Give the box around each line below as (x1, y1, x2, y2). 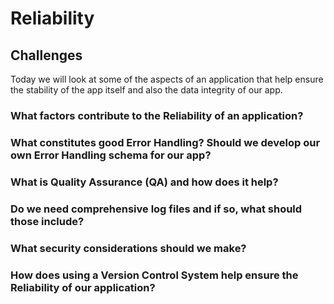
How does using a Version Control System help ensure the (10, 268, 299, 282)
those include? (10, 214, 85, 228)
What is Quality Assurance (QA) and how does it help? (10, 175, 279, 189)
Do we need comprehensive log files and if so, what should (10, 202, 303, 216)
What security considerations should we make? (10, 241, 247, 255)
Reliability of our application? (10, 280, 156, 294)
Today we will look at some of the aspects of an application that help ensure (10, 73, 324, 85)
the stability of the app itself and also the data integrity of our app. (10, 84, 283, 96)
